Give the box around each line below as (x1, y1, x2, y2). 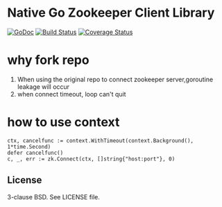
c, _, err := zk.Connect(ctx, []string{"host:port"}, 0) (7, 155, 176, 163)
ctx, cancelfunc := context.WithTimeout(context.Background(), (7, 137, 194, 144)
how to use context (7, 115, 120, 130)
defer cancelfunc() (7, 149, 64, 156)
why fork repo (7, 52, 89, 68)
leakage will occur (17, 82, 70, 91)
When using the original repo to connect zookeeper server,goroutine (17, 75, 214, 83)
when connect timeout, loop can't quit (17, 90, 126, 98)
